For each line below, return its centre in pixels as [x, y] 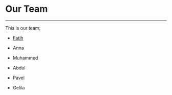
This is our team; [23, 28]
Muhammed [25, 58]
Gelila [19, 87]
